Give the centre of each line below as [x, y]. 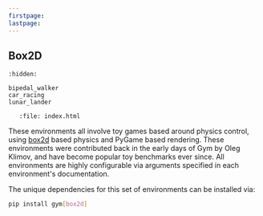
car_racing [26, 96]
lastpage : [25, 23]
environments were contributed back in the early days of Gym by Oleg [124, 149]
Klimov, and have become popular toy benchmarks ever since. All [116, 157]
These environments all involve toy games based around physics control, [129, 131]
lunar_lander [30, 102]
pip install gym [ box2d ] [48, 204]
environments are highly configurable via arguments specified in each [123, 165]
